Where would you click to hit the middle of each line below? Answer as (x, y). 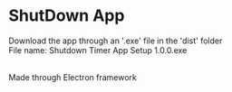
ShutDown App (67, 16)
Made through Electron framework (72, 77)
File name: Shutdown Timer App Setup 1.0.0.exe (98, 50)
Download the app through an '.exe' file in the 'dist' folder (116, 41)
